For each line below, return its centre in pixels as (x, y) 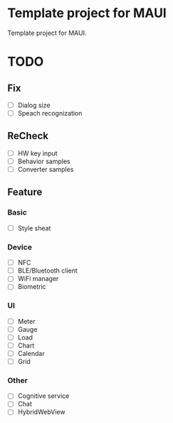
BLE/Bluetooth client (48, 271)
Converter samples (46, 169)
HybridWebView (41, 412)
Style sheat (34, 228)
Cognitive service (43, 396)
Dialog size (34, 105)
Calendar (31, 353)
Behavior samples (44, 161)
